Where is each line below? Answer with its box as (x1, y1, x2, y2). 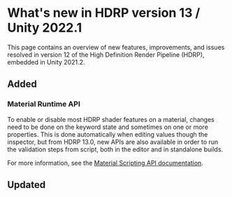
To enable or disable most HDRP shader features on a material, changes (7, 115, 215, 123)
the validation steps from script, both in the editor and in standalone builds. (7, 145, 224, 154)
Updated (7, 179, 46, 191)
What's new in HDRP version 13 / (7, 5, 201, 21)
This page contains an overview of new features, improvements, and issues (7, 43, 225, 51)
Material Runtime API (7, 100, 80, 109)
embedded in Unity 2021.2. (7, 57, 85, 66)
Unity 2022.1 (7, 20, 82, 36)
